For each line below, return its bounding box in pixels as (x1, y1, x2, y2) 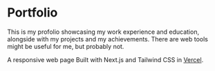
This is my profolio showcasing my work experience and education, (7, 28, 199, 36)
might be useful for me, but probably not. (7, 42, 124, 50)
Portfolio (7, 5, 58, 21)
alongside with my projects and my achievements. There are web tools (7, 34, 209, 43)
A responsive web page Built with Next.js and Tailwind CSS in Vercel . (7, 55, 204, 63)
